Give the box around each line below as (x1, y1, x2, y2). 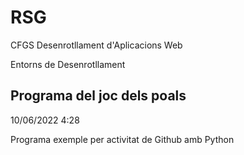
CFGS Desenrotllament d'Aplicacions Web (10, 39, 183, 51)
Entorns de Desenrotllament (10, 58, 126, 70)
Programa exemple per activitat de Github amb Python (10, 133, 235, 145)
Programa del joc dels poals (10, 87, 187, 105)
